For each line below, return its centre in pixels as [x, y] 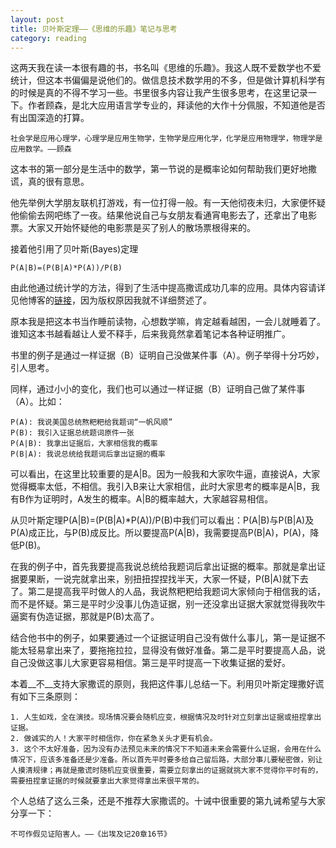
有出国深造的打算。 [50, 118]
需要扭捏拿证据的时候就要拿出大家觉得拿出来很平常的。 [107, 781]
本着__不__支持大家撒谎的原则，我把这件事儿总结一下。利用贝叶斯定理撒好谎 [167, 684]
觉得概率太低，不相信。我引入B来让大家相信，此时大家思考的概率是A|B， [161, 487]
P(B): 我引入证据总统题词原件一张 [72, 433]
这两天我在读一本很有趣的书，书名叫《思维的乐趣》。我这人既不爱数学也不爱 [166, 68]
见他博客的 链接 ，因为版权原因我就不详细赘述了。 [111, 300]
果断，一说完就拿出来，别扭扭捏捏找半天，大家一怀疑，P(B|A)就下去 [168, 579]
